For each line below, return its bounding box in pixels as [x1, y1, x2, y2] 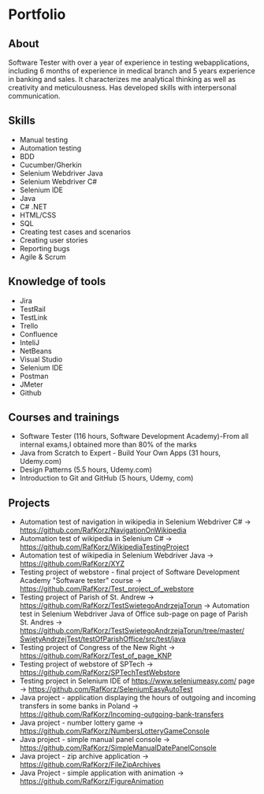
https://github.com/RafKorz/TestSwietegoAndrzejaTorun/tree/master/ [19, 626, 245, 636]
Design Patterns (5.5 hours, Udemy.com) [19, 465, 152, 474]
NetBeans [19, 346, 53, 355]
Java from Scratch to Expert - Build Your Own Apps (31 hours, [19, 448, 221, 458]
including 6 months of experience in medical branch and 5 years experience [8, 66, 256, 76]
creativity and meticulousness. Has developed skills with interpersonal [8, 83, 237, 92]
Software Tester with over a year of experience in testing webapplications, [8, 58, 250, 67]
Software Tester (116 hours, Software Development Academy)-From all [19, 432, 249, 441]
